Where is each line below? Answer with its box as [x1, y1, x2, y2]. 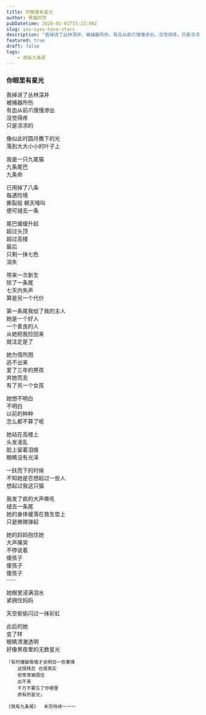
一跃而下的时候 [6, 467, 44, 474]
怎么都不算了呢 [6, 418, 44, 425]
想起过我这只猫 [6, 482, 44, 489]
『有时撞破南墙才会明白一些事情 [6, 659, 75, 665]
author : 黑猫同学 [6, 15, 47, 21]
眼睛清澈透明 [6, 638, 39, 645]
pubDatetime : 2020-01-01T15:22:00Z [6, 20, 97, 26]
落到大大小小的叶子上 [6, 142, 60, 150]
